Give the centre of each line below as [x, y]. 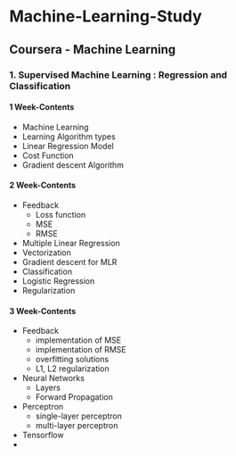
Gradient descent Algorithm [73, 165]
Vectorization [46, 253]
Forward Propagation [74, 397]
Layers [48, 388]
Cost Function [48, 155]
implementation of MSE [78, 340]
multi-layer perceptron [77, 426]
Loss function [61, 214]
